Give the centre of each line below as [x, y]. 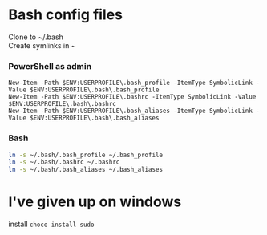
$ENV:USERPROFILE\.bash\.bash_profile [94, 90]
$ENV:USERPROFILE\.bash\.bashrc [62, 104]
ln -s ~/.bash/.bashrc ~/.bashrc [64, 162]
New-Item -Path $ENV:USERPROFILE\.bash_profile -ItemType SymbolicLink [130, 83]
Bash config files [65, 15]
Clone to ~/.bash [36, 37]
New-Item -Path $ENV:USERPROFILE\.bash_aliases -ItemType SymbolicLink [130, 111]
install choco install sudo [51, 224]
